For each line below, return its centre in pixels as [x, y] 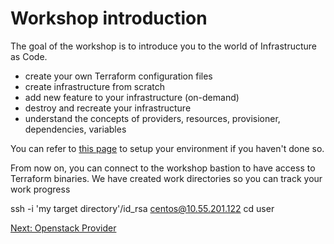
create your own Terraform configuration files [118, 76]
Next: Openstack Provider [63, 228]
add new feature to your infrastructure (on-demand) [132, 97]
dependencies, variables [75, 129]
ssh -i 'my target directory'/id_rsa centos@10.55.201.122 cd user [142, 208]
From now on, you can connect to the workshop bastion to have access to [163, 168]
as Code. [29, 56]
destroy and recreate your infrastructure [108, 108]
